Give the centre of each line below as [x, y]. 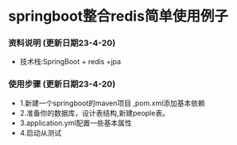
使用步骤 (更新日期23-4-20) [62, 84]
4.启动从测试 [41, 132]
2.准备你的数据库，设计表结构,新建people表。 [94, 113]
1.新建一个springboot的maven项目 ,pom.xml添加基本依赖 [112, 103]
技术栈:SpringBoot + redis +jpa [70, 62]
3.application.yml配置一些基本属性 [76, 123]
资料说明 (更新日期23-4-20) [62, 43]
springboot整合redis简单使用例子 [118, 16]
